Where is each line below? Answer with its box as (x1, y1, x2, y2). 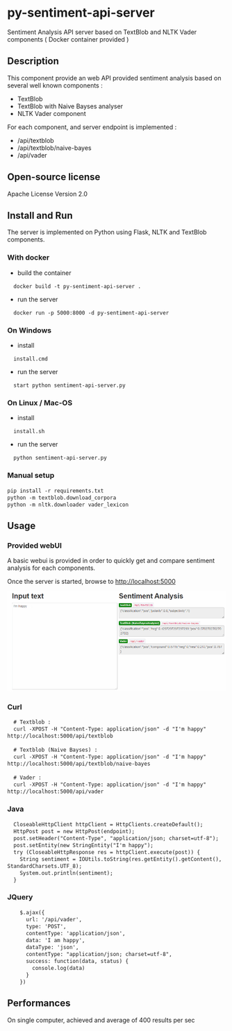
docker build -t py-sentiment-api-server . (13, 283, 141, 290)
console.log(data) (32, 964, 85, 971)
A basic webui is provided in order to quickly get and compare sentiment (7, 557, 215, 565)
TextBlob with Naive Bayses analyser (17, 102, 124, 110)
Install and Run (7, 210, 73, 221)
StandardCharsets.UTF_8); (7, 862, 82, 869)
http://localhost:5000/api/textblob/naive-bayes (7, 760, 151, 768)
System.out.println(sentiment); (19, 869, 113, 876)
